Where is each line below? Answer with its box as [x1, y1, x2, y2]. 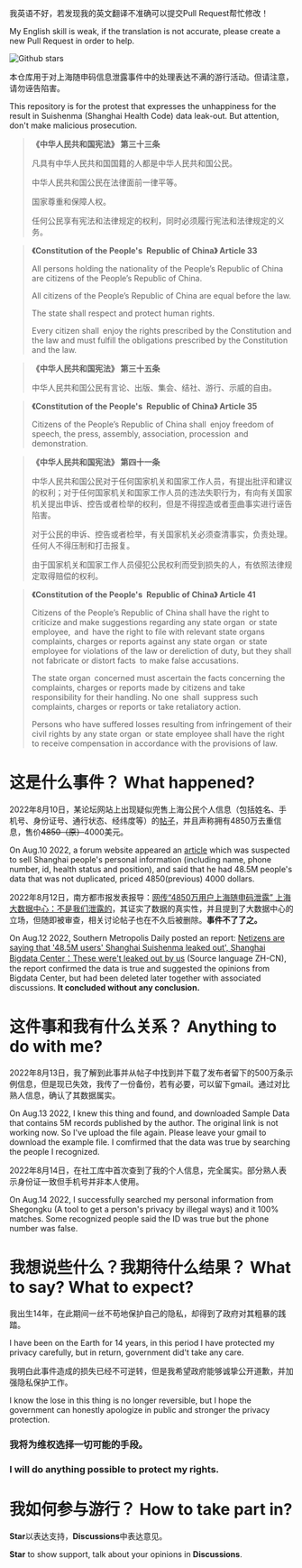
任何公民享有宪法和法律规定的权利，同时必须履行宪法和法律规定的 [31, 216, 277, 226]
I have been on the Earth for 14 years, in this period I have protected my [9, 1337, 275, 1348]
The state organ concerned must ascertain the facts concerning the [31, 673, 286, 683]
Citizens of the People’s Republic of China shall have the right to [31, 607, 270, 618]
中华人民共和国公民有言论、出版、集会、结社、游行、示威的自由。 [31, 383, 277, 392]
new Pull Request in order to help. [9, 35, 135, 46]
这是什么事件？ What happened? [9, 772, 255, 793]
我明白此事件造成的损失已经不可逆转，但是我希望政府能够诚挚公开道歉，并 [9, 1365, 286, 1376]
